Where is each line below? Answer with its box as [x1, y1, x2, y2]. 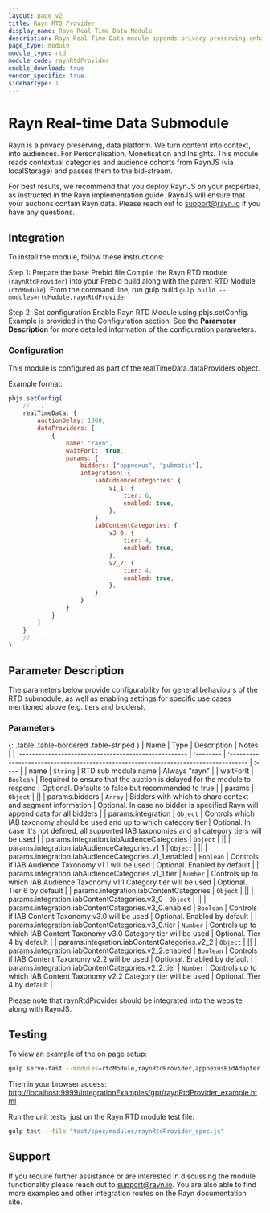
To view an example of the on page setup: [8, 1049, 147, 1059]
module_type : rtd [8, 49, 67, 57]
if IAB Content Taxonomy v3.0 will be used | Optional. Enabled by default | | [8, 912, 257, 921]
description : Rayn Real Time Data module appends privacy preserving [8, 34, 247, 43]
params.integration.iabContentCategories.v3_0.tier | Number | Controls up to [8, 920, 257, 930]
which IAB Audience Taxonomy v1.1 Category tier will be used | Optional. [8, 877, 247, 887]
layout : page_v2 [8, 11, 63, 20]
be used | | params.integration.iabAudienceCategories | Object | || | [8, 834, 231, 844]
